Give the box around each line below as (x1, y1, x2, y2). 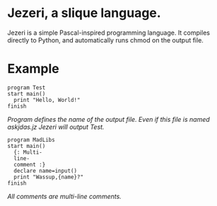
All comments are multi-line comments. (7, 192, 122, 200)
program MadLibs (7, 136, 55, 143)
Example (7, 61, 59, 77)
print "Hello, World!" (13, 96, 81, 103)
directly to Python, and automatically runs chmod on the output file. (7, 35, 204, 44)
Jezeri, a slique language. (7, 5, 161, 21)
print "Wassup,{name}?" (13, 173, 83, 181)
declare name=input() (13, 167, 78, 174)
